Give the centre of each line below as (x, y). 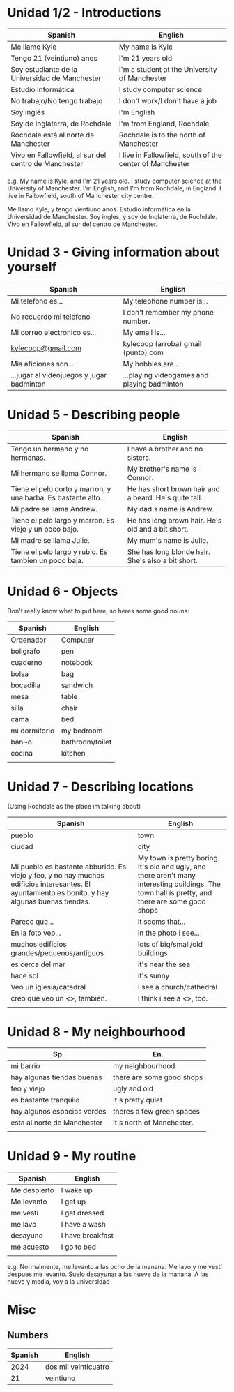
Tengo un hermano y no (50, 449)
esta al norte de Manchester (57, 1123)
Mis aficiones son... (42, 364)
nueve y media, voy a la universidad (58, 1281)
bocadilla (26, 685)
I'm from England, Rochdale (164, 124)
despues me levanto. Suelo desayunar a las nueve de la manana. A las (108, 1274)
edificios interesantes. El (50, 884)
